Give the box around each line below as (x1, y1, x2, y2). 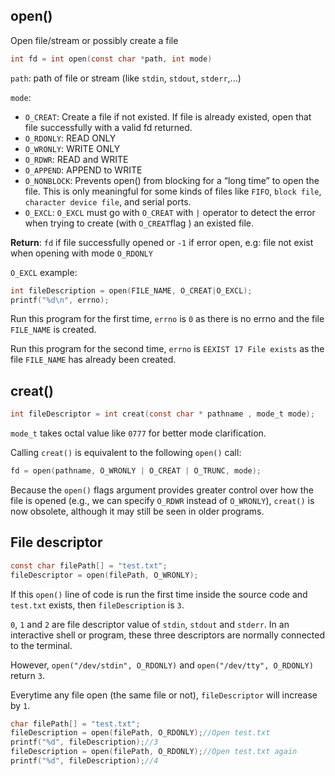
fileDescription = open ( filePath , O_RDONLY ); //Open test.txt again (10, 747, 298, 757)
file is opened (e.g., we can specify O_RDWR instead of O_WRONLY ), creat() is (10, 495, 315, 506)
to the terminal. (10, 639, 73, 651)
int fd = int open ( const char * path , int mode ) (10, 54, 213, 64)
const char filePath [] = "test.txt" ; (10, 560, 168, 571)
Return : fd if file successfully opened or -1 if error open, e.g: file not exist (10, 236, 314, 248)
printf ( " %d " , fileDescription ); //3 (10, 737, 159, 748)
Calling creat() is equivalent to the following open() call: (10, 447, 242, 459)
